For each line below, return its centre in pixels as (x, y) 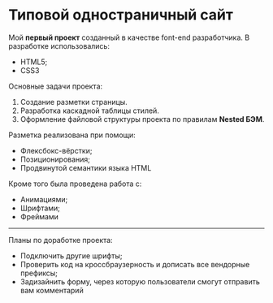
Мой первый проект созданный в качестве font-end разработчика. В (129, 37)
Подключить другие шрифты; (71, 255)
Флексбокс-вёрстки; (56, 150)
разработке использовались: (59, 45)
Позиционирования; (55, 159)
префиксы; (39, 273)
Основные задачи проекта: (56, 86)
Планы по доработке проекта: (61, 240)
